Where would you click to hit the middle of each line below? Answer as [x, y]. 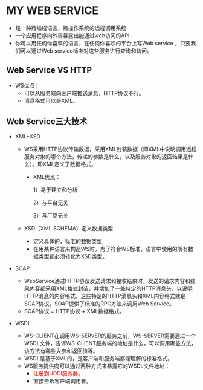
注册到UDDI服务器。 [58, 373]
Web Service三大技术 [47, 122]
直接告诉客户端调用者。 [62, 381]
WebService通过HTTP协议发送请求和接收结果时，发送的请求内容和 [107, 281]
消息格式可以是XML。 [51, 100]
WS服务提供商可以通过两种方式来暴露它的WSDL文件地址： [97, 366]
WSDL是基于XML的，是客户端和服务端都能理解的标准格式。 [98, 358]
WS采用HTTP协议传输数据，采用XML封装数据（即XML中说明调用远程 [111, 149]
